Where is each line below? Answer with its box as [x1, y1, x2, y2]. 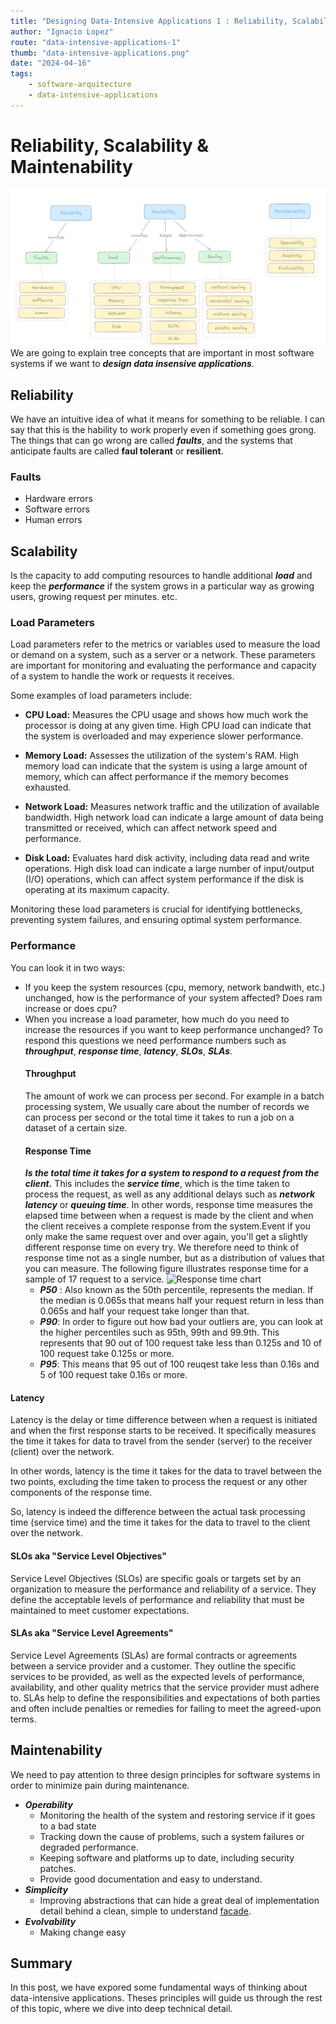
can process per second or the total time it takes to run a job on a [24, 1111, 295, 1123]
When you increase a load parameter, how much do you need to [24, 1013, 290, 1025]
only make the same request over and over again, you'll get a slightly [24, 1231, 308, 1243]
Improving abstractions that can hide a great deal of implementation [39, 1894, 320, 1906]
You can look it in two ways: [10, 961, 126, 974]
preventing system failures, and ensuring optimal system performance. [10, 914, 302, 926]
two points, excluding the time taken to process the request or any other [10, 1476, 308, 1488]
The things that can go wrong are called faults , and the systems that [10, 435, 293, 447]
